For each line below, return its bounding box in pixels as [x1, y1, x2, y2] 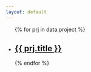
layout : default [5, 9, 47, 15]
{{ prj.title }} [14, 43, 62, 54]
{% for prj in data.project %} [14, 26, 86, 33]
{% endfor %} [14, 59, 50, 67]
